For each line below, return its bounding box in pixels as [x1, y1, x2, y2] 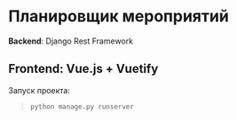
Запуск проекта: [8, 84, 71, 95]
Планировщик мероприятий [8, 6, 230, 27]
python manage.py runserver [29, 102, 134, 111]
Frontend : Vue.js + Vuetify [8, 61, 159, 76]
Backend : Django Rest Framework [8, 36, 134, 46]
